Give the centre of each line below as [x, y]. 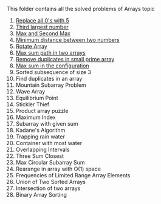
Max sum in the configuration [53, 66]
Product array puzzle [42, 111]
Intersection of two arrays [48, 188]
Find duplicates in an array [49, 79]
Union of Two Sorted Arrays [51, 182]
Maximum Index [36, 117]
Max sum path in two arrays [50, 53]
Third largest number [42, 27]
